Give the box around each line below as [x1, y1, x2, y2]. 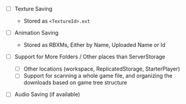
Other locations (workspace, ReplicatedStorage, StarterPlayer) [23, 65, 181, 72]
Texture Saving [14, 5, 53, 12]
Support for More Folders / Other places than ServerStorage [14, 53, 165, 60]
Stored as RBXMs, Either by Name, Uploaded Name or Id [23, 41, 165, 49]
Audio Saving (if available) [14, 91, 80, 98]
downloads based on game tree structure [23, 79, 128, 86]
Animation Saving [14, 29, 59, 36]
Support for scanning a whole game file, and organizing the [23, 72, 173, 80]
